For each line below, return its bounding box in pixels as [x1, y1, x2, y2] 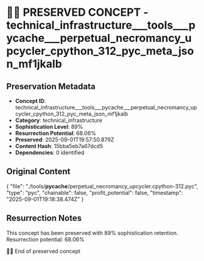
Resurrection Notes [6, 213, 82, 223]
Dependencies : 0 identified [15, 149, 85, 156]
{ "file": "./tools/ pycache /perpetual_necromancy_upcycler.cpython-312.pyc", [6, 182, 199, 190]
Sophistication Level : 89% [15, 123, 83, 130]
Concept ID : [15, 97, 46, 104]
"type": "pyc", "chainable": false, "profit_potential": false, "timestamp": [6, 189, 183, 196]
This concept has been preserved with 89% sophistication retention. [6, 229, 178, 236]
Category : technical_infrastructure [15, 117, 102, 124]
